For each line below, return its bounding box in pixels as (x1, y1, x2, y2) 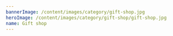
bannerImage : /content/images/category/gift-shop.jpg (5, 9, 146, 15)
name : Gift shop (5, 20, 47, 26)
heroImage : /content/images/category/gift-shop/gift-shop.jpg (5, 15, 167, 21)
